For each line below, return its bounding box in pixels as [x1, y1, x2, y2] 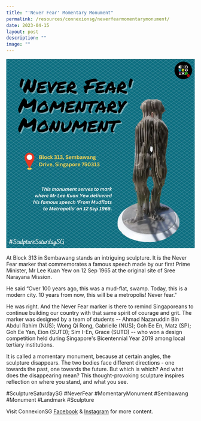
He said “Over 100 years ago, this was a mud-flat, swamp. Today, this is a [6, 285, 187, 292]
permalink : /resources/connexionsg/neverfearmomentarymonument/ [6, 16, 170, 22]
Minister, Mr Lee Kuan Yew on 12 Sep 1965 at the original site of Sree [6, 267, 175, 274]
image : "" [6, 41, 31, 47]
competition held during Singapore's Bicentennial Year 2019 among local [6, 335, 185, 342]
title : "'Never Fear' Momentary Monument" [6, 10, 114, 16]
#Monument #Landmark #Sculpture [6, 396, 95, 403]
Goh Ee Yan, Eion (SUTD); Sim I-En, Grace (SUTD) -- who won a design [6, 328, 182, 335]
